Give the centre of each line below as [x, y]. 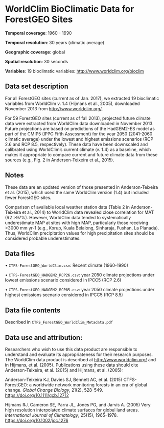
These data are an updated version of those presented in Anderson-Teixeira [82, 187]
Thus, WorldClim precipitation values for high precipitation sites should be [80, 233]
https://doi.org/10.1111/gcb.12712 [37, 395]
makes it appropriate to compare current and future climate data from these [81, 154]
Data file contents [33, 310]
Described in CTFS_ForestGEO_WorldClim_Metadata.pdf [59, 322]
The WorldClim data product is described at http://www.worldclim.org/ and [81, 360]
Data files [20, 253]
